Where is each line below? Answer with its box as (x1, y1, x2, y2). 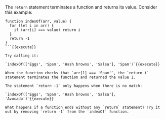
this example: (5, 9, 33, 15)
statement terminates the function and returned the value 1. (5, 75, 136, 80)
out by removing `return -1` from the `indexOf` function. (5, 109, 129, 114)
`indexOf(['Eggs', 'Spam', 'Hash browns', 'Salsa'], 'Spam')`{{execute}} (5, 62, 161, 67)
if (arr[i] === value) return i (14, 28, 81, 32)
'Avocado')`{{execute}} (5, 96, 54, 101)
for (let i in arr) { (9, 23, 54, 28)
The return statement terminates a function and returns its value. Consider (5, 4, 158, 10)
